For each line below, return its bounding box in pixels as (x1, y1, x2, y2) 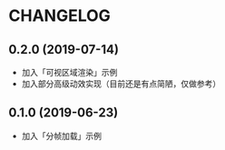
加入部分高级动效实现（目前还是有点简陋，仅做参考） (21, 78, 221, 89)
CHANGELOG (8, 5, 111, 26)
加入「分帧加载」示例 (21, 130, 102, 141)
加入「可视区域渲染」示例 (21, 67, 118, 77)
